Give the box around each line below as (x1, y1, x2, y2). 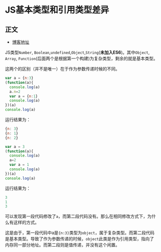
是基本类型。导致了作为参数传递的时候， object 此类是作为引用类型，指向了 (5, 236, 154, 242)
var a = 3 (5, 144, 25, 149)
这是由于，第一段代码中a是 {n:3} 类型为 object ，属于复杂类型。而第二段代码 (5, 230, 155, 236)
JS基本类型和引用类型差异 (5, 4, 109, 16)
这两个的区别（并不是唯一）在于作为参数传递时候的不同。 (5, 66, 120, 72)
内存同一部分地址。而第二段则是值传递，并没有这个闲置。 (5, 242, 120, 248)
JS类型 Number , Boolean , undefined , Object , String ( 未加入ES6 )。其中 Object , (5, 50, 150, 55)
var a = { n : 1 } (9, 93, 38, 99)
